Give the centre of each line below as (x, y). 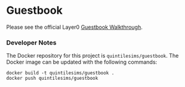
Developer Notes (31, 43)
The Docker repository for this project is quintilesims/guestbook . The (92, 56)
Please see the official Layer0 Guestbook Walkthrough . (74, 27)
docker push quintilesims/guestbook (52, 79)
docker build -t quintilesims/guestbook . (60, 73)
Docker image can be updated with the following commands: (82, 62)
